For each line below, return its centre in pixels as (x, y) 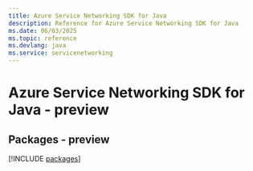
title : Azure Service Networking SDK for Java (88, 16)
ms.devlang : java (37, 46)
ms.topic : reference (43, 38)
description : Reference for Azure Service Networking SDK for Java (124, 23)
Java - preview (59, 110)
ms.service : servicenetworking (61, 53)
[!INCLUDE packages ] (45, 159)
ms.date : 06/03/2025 (43, 31)
